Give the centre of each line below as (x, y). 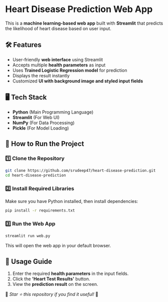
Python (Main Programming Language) (53, 112)
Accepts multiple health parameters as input (59, 65)
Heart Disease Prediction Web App (79, 9)
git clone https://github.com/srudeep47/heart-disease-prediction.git (80, 171)
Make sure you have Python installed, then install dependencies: (72, 202)
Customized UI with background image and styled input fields (78, 81)
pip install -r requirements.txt (40, 211)
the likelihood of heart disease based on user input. (58, 28)
